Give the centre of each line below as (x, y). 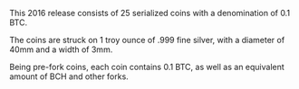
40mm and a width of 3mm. (61, 49)
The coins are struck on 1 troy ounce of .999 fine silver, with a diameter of (147, 40)
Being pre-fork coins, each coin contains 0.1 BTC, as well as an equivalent (147, 67)
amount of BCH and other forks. (69, 76)
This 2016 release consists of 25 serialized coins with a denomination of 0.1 (150, 13)
